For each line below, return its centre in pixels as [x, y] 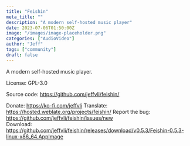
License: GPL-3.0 [27, 83]
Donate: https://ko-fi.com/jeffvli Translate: [57, 105]
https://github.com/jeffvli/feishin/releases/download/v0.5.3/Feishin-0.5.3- [95, 130]
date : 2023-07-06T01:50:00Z [40, 28]
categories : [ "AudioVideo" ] [40, 39]
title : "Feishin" [27, 11]
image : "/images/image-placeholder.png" [56, 33]
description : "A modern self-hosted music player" [69, 22]
